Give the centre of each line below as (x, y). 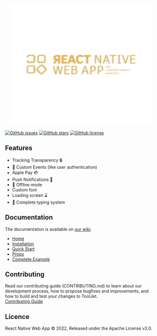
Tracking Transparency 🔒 (37, 160)
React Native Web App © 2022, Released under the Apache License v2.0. (79, 328)
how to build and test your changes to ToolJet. (51, 296)
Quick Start (23, 249)
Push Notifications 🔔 (32, 179)
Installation (23, 243)
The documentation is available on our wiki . (48, 229)
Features (19, 148)
